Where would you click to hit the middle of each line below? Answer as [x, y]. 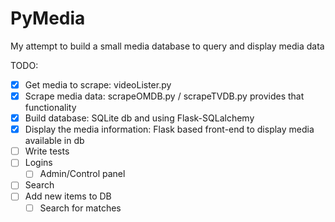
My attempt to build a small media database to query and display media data [167, 46]
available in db [54, 141]
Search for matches [80, 208]
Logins [38, 163]
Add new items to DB [68, 196]
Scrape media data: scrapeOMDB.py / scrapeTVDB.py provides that [164, 96]
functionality [50, 108]
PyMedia [48, 18]
